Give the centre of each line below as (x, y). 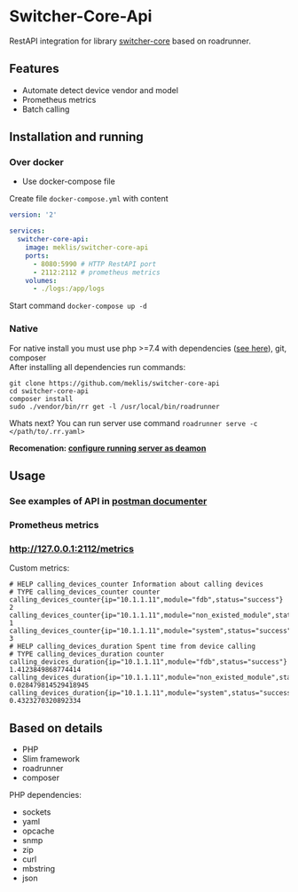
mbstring (39, 868)
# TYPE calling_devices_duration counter (87, 654)
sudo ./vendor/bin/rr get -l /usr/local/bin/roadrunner (114, 407)
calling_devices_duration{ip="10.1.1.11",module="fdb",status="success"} (149, 662)
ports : (37, 256)
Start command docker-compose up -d (78, 306)
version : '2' (33, 215)
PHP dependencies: (45, 794)
